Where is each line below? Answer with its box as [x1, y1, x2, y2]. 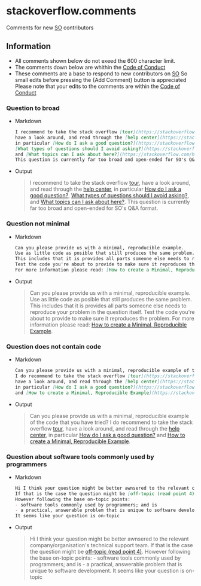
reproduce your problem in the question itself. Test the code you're [29, 308, 195, 315]
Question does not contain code [6, 342, 102, 350]
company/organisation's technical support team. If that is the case [29, 542, 193, 549]
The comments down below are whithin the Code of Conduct [14, 63, 166, 71]
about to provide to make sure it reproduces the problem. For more [29, 315, 194, 322]
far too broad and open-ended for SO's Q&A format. [29, 205, 159, 212]
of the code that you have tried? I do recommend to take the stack [29, 419, 193, 426]
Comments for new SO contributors [6, 24, 94, 31]
